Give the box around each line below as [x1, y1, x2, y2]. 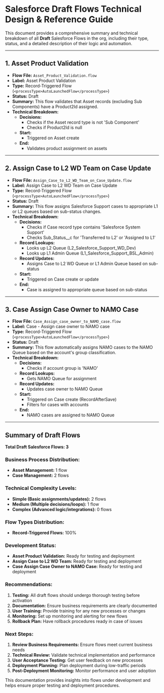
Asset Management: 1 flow [12, 467, 67, 473]
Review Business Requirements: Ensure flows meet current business [12, 642, 153, 647]
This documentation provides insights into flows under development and [5, 677, 151, 683]
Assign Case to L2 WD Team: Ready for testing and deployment [12, 558, 142, 565]
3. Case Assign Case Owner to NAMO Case [5, 305, 139, 313]
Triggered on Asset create [26, 135, 80, 141]
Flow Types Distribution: [5, 518, 64, 525]
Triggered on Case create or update [26, 276, 99, 282]
